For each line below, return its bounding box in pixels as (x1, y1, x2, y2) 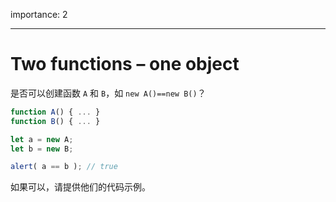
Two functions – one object (10, 53, 240, 76)
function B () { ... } (10, 116, 101, 126)
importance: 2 (10, 9, 68, 20)
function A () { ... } (10, 107, 101, 117)
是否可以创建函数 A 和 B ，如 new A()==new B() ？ (10, 87, 207, 99)
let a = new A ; (10, 134, 74, 144)
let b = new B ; (10, 144, 74, 154)
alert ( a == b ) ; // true (10, 162, 118, 172)
